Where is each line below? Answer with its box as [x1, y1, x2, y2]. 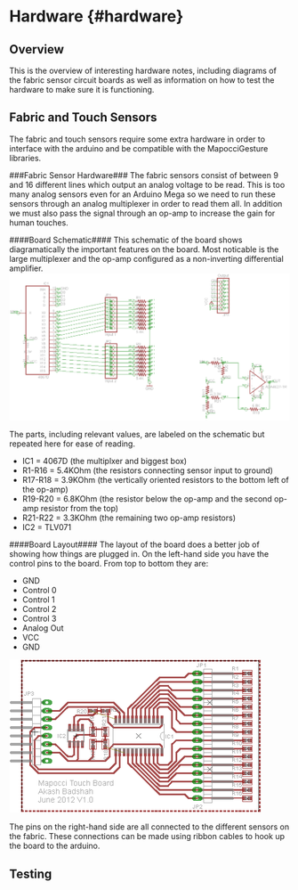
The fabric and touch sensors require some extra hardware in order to [9, 134, 265, 144]
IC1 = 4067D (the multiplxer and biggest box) [21, 456, 188, 467]
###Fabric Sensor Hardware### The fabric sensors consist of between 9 [9, 169, 278, 180]
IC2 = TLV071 [21, 522, 72, 533]
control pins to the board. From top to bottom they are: [9, 559, 209, 569]
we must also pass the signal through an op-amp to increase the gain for [9, 208, 276, 218]
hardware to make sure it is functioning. [9, 85, 155, 94]
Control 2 [21, 604, 57, 615]
